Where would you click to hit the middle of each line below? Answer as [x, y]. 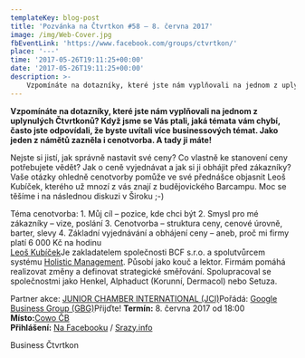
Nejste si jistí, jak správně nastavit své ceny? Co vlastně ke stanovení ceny [149, 157]
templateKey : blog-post [55, 18]
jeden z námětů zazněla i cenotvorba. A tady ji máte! [111, 140]
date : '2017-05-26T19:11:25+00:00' [77, 69]
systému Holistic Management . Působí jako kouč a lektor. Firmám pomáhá [148, 261]
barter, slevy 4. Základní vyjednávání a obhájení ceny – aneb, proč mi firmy [150, 233]
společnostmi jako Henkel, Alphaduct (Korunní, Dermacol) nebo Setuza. [144, 281]
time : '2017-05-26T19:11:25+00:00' [77, 60]
